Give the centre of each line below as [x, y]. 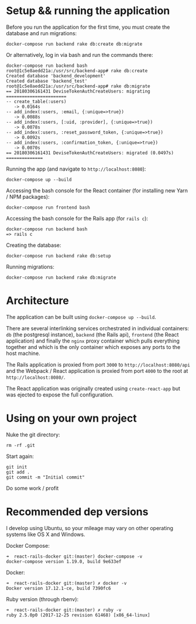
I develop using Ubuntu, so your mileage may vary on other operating [90, 528]
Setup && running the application [88, 11]
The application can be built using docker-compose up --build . [81, 317]
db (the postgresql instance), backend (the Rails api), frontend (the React [92, 334]
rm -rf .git [20, 445]
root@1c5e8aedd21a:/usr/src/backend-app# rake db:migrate [78, 86]
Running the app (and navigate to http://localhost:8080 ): [76, 169]
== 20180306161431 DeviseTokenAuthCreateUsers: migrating [78, 91]
